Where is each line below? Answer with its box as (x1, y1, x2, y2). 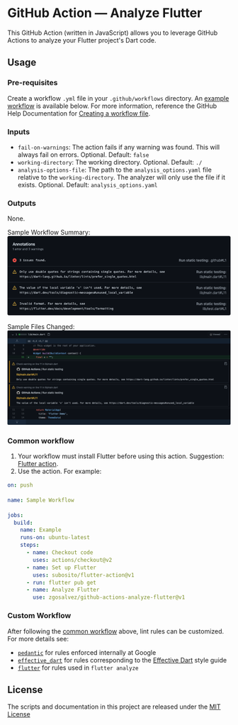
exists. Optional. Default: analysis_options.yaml (17, 180, 158, 189)
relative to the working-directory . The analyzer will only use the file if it (17, 172, 225, 182)
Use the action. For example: (17, 467, 102, 476)
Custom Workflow (7, 611, 72, 621)
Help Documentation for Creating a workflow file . (7, 109, 151, 118)
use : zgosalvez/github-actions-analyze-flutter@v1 (33, 594, 186, 601)
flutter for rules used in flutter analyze (17, 663, 139, 672)
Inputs (7, 126, 30, 136)
